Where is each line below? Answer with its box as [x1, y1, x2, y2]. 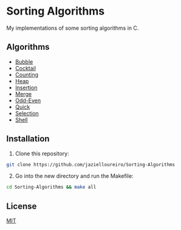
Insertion [15, 84, 38, 91]
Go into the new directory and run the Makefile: [15, 172, 134, 180]
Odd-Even [15, 96, 41, 104]
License [6, 201, 37, 211]
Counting [15, 71, 38, 78]
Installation [6, 134, 50, 144]
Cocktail [15, 64, 36, 72]
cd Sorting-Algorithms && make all [6, 184, 97, 191]
